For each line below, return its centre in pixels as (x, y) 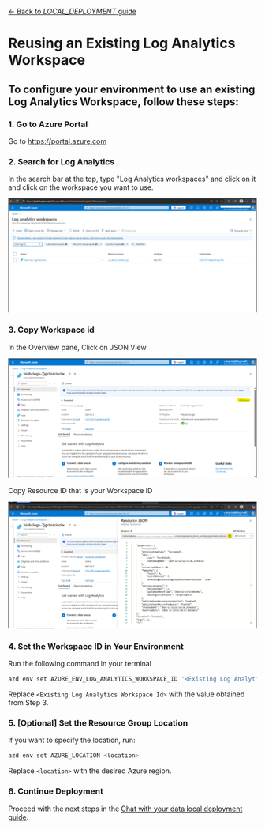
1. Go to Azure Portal (48, 124)
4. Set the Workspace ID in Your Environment (96, 646)
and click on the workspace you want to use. (81, 187)
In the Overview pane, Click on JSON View (78, 347)
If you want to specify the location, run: (72, 740)
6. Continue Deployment (56, 791)
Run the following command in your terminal (80, 664)
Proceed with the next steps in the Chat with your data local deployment (125, 809)
